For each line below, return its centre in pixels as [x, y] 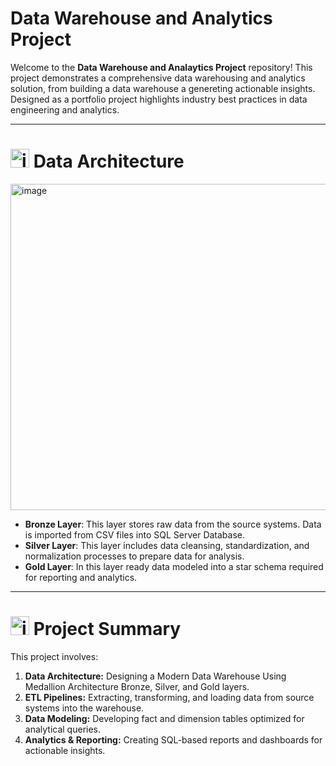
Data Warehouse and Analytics [141, 18]
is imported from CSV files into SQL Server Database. [135, 534]
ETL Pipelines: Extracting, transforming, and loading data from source [169, 697]
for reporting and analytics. [81, 577]
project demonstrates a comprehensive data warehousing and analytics [158, 78]
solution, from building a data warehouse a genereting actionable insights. [163, 88]
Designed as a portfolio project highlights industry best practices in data [159, 99]
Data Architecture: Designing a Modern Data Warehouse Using [155, 676]
